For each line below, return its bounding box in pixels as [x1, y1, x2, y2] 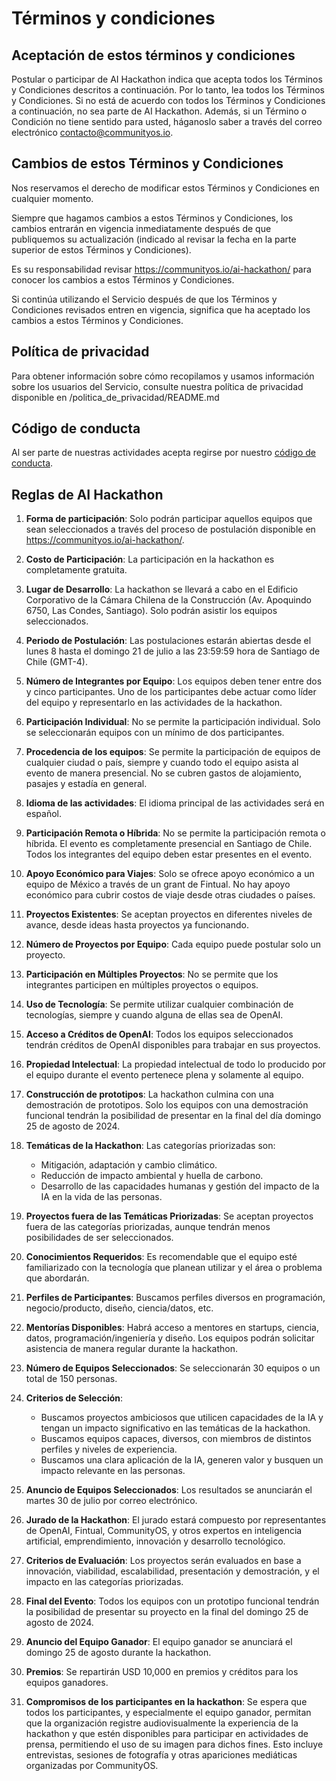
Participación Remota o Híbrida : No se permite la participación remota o [25, 827, 326, 839]
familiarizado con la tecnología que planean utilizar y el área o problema [25, 1262, 323, 1274]
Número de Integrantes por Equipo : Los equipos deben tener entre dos [25, 675, 323, 687]
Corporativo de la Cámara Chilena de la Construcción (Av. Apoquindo [25, 594, 312, 606]
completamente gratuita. [25, 564, 128, 576]
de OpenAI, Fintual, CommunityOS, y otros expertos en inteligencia [25, 1525, 303, 1537]
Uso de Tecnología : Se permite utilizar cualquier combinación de [25, 998, 294, 1011]
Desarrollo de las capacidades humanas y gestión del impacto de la [40, 1180, 320, 1192]
